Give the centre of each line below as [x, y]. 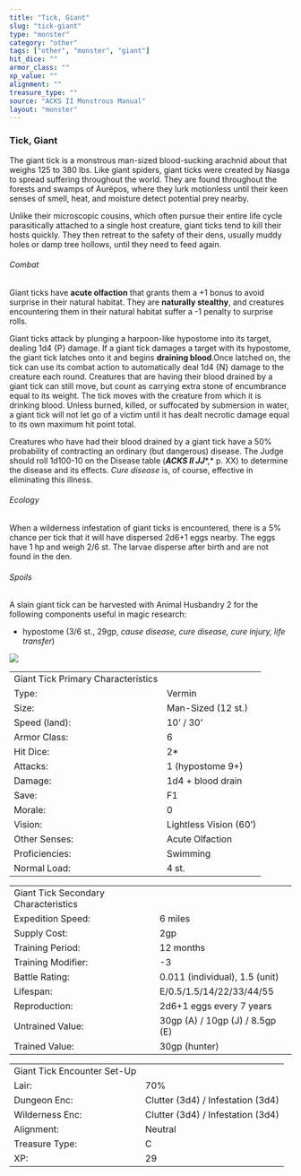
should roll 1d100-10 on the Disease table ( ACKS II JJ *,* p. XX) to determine [149, 460]
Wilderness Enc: [48, 1115]
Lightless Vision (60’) [211, 825]
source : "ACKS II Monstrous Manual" [77, 101]
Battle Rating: [42, 977]
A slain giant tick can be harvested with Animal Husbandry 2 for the [133, 605]
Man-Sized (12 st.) [207, 708]
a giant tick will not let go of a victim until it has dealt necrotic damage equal [149, 414]
